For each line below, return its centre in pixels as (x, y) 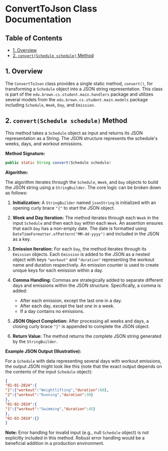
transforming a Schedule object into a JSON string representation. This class (84, 89)
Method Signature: (25, 153)
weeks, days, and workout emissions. (44, 144)
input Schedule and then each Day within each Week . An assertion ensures (88, 223)
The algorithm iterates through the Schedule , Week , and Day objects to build (82, 182)
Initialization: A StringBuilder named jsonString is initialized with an (84, 203)
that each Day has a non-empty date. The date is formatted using (79, 228)
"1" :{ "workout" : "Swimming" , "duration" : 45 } (50, 409)
